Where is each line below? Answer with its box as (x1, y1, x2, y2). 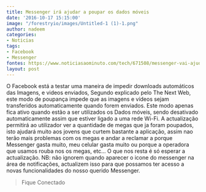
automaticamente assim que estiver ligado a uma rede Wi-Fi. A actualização (6, 115, 199, 122)
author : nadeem (6, 26, 45, 32)
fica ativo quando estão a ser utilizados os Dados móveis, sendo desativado (6, 108, 199, 116)
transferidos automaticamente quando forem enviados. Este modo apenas (6, 102, 194, 109)
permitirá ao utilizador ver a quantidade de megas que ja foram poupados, (6, 122, 194, 129)
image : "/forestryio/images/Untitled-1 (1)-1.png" (6, 20, 139, 26)
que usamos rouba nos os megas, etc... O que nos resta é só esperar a (6, 147, 186, 155)
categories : (6, 32, 37, 38)
